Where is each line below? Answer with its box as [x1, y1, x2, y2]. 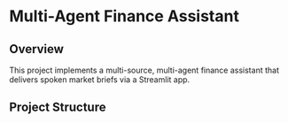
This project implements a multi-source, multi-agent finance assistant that [9, 65, 279, 75]
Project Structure [9, 100, 106, 115]
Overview [9, 42, 65, 57]
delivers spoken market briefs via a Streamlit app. [9, 74, 191, 85]
